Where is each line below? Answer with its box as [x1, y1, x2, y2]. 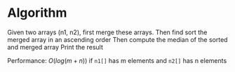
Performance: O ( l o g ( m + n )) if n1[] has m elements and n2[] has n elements [7, 56, 227, 64]
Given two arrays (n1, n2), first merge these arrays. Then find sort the [7, 28, 208, 36]
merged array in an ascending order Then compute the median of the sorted [7, 35, 228, 43]
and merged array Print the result [7, 43, 103, 51]
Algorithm [7, 5, 67, 21]
